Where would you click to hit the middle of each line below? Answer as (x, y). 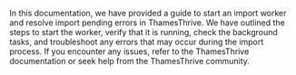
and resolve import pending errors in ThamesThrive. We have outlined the (148, 23)
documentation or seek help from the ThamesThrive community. (129, 61)
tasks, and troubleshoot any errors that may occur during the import (137, 42)
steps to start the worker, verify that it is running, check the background (144, 32)
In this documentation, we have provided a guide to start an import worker (148, 13)
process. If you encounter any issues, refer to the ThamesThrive (129, 52)
